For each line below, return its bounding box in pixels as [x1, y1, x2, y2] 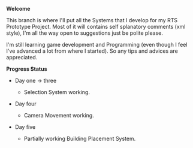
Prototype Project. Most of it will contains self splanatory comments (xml [6, 23, 186, 30]
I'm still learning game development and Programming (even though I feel [6, 41, 188, 48]
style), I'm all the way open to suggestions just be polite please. [6, 29, 163, 37]
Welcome [6, 5, 31, 12]
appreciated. [6, 54, 38, 61]
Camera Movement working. [23, 112, 94, 119]
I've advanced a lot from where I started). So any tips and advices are [6, 47, 178, 55]
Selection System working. [23, 89, 90, 95]
